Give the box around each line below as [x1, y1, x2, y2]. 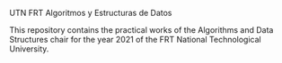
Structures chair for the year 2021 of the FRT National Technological [9, 35, 262, 44]
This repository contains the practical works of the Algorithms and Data [9, 25, 274, 35]
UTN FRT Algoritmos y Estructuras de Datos [9, 8, 172, 18]
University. [9, 43, 49, 54]
